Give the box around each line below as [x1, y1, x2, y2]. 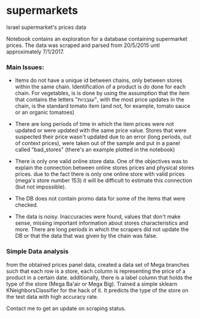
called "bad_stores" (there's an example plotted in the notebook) [14, 146, 175, 154]
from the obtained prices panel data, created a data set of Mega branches [6, 261, 190, 268]
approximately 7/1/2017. [6, 48, 65, 55]
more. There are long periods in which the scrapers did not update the [14, 226, 189, 233]
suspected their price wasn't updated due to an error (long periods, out [14, 133, 192, 140]
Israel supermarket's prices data [6, 23, 86, 31]
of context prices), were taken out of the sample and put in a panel [14, 140, 180, 147]
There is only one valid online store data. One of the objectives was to [14, 158, 188, 165]
